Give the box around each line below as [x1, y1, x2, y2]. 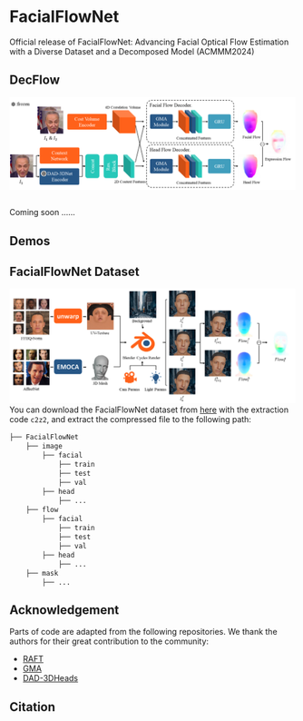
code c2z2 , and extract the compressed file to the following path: [9, 413, 252, 424]
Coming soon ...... [9, 207, 75, 218]
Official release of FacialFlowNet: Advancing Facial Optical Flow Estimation [9, 36, 289, 47]
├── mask [25, 568, 59, 578]
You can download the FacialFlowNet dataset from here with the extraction [9, 404, 288, 415]
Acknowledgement [9, 602, 120, 618]
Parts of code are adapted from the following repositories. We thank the [9, 627, 279, 637]
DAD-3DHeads [22, 673, 79, 684]
